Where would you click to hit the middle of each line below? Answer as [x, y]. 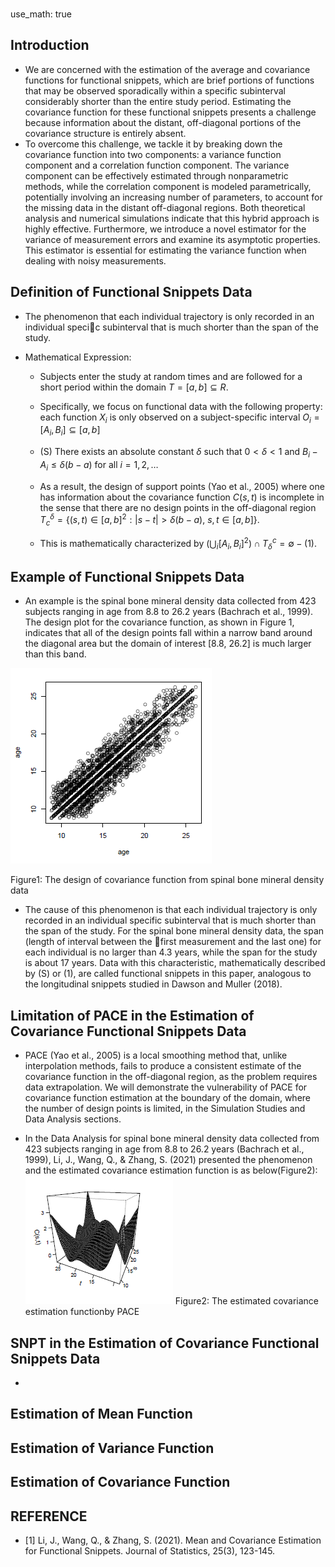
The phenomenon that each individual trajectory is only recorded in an [169, 316]
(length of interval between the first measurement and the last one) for [173, 942]
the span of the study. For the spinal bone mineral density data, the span [174, 931]
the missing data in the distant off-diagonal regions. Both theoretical [165, 207]
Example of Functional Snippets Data [127, 577]
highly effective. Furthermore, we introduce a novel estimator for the [165, 229]
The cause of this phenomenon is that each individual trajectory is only [171, 910]
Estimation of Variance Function [112, 1448]
